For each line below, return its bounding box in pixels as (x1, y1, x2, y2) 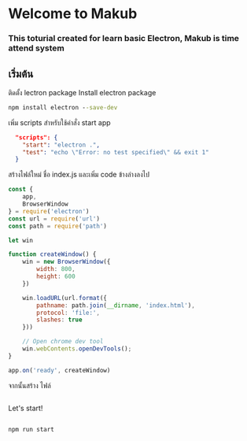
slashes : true (36, 316, 83, 324)
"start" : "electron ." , (22, 141, 101, 149)
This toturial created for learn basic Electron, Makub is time (8, 33, 240, 44)
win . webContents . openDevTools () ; (22, 345, 132, 353)
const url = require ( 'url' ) (8, 214, 101, 223)
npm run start (8, 425, 55, 433)
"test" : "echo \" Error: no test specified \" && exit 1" (22, 148, 210, 156)
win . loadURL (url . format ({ (22, 294, 108, 302)
